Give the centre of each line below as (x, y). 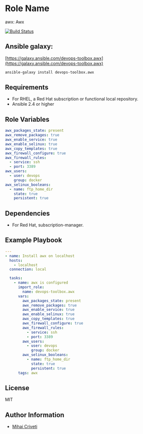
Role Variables (27, 119)
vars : (23, 296)
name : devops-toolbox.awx (49, 291)
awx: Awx (15, 22)
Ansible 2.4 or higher (33, 104)
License (17, 388)
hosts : (16, 260)
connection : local (28, 270)
